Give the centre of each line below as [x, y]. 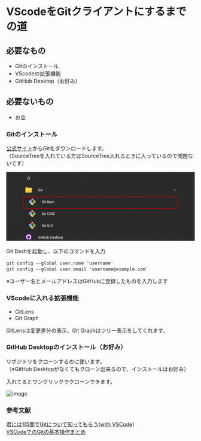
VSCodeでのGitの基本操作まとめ [46, 432]
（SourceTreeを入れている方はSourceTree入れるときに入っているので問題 [97, 156]
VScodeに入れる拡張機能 [42, 298]
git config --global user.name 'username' [60, 263]
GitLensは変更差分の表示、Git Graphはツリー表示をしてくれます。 [87, 330]
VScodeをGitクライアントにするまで [96, 12]
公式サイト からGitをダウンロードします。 [57, 148]
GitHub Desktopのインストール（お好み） [66, 347]
